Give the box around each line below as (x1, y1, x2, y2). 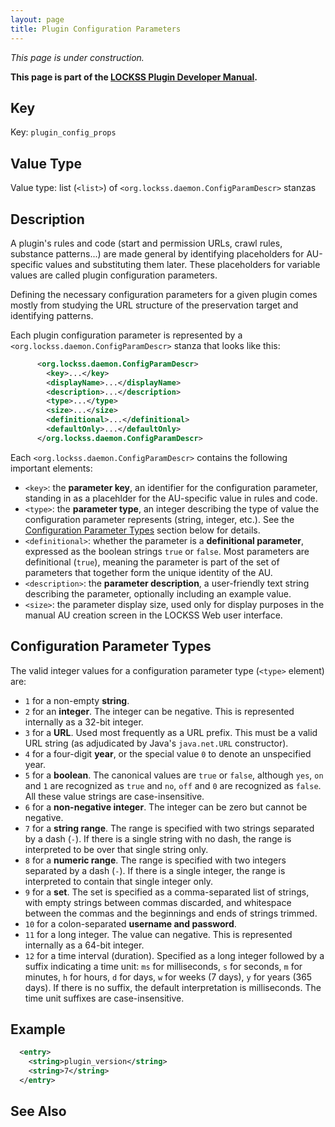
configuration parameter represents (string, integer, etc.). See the (24, 513, 295, 525)
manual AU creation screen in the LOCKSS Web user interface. (24, 609, 283, 621)
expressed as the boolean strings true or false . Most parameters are (24, 545, 310, 557)
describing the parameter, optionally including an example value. (24, 587, 292, 600)
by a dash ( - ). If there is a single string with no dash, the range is (24, 832, 292, 845)
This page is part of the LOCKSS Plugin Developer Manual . (10, 71, 258, 83)
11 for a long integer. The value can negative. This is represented (24, 928, 293, 940)
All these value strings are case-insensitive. (24, 790, 205, 802)
